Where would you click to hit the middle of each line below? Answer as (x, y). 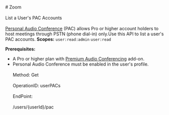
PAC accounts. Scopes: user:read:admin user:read (58, 39)
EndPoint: (22, 96)
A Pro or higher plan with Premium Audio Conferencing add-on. (78, 59)
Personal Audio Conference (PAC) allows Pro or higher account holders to (82, 28)
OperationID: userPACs (36, 85)
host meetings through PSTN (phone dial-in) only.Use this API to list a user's (84, 34)
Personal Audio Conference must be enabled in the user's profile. (80, 64)
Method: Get (25, 75)
